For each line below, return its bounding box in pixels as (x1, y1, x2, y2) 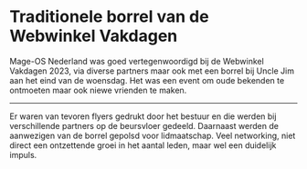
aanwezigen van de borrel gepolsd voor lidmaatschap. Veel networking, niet (9, 130, 296, 141)
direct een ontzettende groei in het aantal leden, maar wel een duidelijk (9, 139, 277, 151)
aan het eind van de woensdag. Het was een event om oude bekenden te (9, 75, 285, 85)
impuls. (9, 149, 37, 160)
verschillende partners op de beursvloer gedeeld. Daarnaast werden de (9, 120, 279, 131)
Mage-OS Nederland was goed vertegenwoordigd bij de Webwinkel (9, 55, 265, 66)
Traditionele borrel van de (9, 6, 209, 27)
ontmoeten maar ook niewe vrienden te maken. (9, 84, 187, 95)
